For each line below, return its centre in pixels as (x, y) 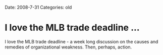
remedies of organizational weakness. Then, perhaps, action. (68, 47)
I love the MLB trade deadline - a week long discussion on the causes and (82, 41)
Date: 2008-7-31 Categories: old (38, 7)
